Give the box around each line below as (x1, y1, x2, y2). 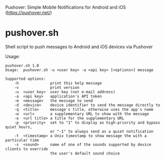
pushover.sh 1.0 (5, 63, 39, 68)
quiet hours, (5, 124, 33, 129)
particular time (5, 137, 39, 142)
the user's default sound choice (50, 150, 120, 156)
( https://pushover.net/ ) (5, 10, 52, 16)
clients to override (5, 146, 49, 151)
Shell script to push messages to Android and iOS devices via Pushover (5, 44, 153, 50)
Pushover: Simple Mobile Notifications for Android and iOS (5, 5, 126, 10)
